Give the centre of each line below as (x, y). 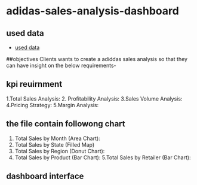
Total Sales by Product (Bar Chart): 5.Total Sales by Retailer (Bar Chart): (103, 157)
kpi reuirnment (34, 84)
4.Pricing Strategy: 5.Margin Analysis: (53, 105)
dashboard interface (45, 176)
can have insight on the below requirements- (61, 65)
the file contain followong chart (66, 124)
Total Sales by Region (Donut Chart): (60, 151)
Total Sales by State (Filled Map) (55, 144)
